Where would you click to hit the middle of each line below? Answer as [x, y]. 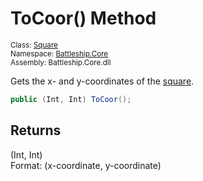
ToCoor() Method [83, 18]
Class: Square [34, 45]
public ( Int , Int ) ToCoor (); [71, 99]
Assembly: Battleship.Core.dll [61, 62]
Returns [36, 130]
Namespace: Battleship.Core [59, 53]
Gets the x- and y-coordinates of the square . [102, 81]
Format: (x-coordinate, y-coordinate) [86, 165]
